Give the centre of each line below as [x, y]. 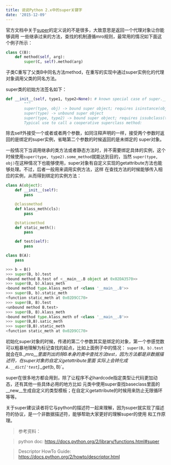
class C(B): [18, 52]
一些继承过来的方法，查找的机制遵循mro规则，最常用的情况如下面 [89, 36]
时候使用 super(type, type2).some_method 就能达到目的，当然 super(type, [82, 157]
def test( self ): [32, 242]
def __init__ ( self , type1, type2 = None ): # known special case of [76, 99]
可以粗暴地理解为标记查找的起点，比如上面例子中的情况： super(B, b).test [85, 348]
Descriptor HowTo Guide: [45, 451]
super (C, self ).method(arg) [54, 62]
